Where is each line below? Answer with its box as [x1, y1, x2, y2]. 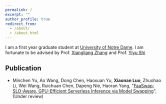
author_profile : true [5, 16, 50, 21]
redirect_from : [5, 21, 37, 26]
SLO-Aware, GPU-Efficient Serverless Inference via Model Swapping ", [12, 88, 157, 94]
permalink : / [5, 7, 32, 12]
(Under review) [12, 93, 44, 99]
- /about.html [9, 30, 39, 35]
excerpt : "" [5, 12, 30, 17]
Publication [5, 64, 41, 72]
